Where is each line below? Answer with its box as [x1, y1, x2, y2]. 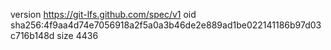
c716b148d [10, 30, 55, 41]
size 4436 [56, 30, 99, 41]
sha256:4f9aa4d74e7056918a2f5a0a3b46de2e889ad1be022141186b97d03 [10, 19, 322, 31]
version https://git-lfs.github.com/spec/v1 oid [10, 9, 197, 20]
